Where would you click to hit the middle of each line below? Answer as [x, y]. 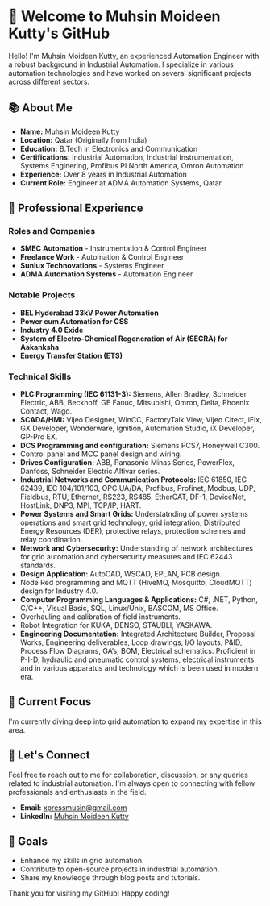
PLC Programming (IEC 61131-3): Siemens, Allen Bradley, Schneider [133, 394]
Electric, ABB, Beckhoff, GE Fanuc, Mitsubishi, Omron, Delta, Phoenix [135, 403]
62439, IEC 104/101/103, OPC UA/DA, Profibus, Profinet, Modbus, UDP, [137, 488]
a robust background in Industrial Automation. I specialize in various [121, 64]
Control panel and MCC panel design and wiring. [101, 454]
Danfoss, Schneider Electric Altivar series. [90, 472]
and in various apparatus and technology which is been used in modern [139, 668]
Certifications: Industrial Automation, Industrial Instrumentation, [127, 157]
